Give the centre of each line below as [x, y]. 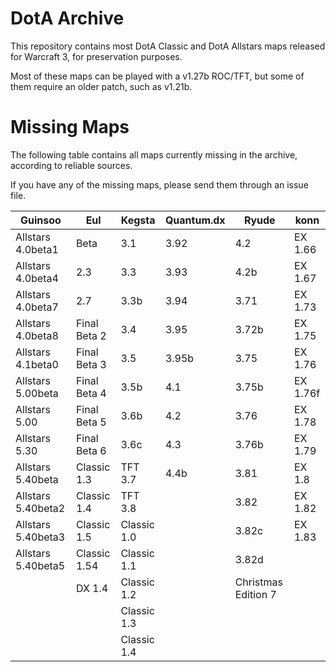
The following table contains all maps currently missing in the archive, [154, 154]
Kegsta [138, 220]
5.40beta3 [40, 537]
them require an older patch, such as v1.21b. [101, 86]
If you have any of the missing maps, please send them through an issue [159, 184]
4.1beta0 [37, 364]
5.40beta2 [40, 508]
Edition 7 [255, 594]
